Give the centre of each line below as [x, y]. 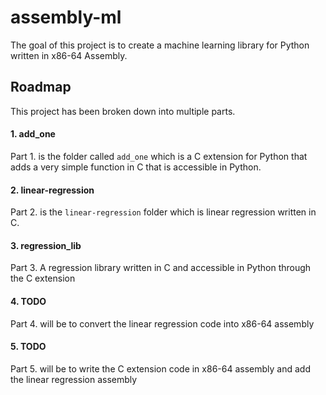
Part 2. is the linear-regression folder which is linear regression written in [163, 212]
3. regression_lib [46, 245]
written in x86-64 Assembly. [69, 55]
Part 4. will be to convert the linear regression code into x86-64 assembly [162, 323]
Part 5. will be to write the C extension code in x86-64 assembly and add [160, 368]
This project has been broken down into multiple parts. [123, 111]
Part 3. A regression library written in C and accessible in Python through [161, 268]
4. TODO [28, 301]
